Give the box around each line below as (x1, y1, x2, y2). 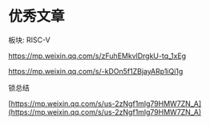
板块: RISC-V (8, 35, 50, 45)
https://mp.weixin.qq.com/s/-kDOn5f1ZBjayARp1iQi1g (8, 66, 184, 76)
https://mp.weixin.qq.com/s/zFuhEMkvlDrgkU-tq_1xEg (8, 51, 187, 61)
